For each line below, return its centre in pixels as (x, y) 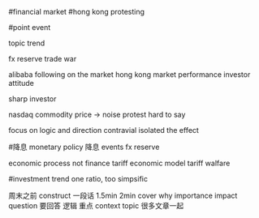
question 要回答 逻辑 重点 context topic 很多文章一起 (96, 205)
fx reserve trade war (43, 59)
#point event (30, 27)
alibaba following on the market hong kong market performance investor (129, 75)
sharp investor (32, 99)
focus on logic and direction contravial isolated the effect (104, 130)
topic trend (27, 43)
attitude (22, 83)
